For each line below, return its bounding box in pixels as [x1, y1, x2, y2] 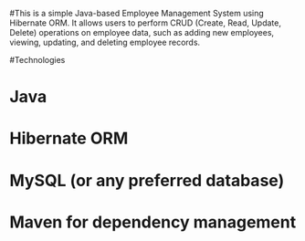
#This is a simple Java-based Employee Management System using [9, 8, 265, 18]
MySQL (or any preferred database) [9, 170, 285, 191]
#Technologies [9, 55, 66, 65]
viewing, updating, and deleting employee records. [9, 37, 201, 47]
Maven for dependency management [9, 212, 297, 232]
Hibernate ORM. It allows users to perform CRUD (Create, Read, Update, [9, 17, 281, 28]
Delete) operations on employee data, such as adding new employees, [9, 27, 275, 37]
